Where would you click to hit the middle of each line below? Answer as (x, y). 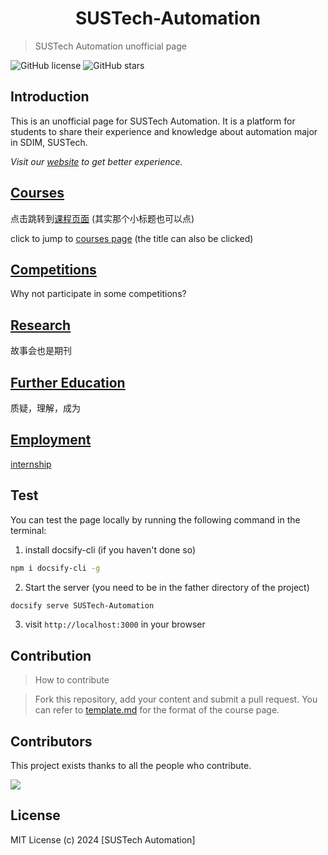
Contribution (51, 655)
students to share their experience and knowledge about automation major (164, 131)
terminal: (28, 530)
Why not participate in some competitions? (98, 294)
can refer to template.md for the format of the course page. (157, 710)
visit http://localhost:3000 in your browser (115, 624)
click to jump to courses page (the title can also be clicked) (132, 238)
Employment (51, 440)
